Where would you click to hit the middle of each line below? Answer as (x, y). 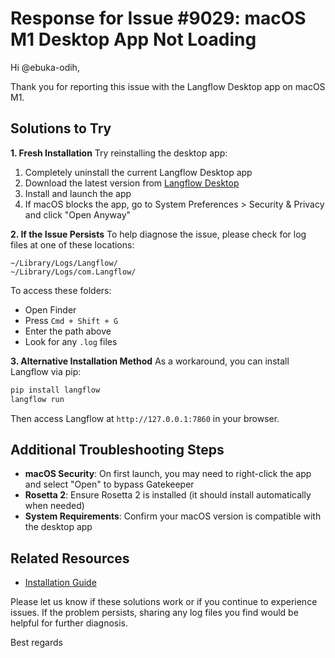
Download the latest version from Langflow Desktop (132, 183)
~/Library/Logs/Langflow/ (64, 263)
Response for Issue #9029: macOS (158, 18)
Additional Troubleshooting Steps (117, 449)
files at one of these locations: (72, 244)
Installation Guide (60, 583)
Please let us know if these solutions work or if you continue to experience (164, 602)
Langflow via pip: (46, 371)
